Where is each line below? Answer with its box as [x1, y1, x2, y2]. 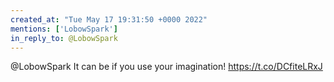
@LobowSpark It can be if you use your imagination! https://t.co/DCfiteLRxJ [10, 61, 323, 73]
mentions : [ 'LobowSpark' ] [10, 24, 118, 34]
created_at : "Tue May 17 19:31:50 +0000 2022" [10, 14, 208, 25]
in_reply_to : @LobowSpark [10, 33, 118, 43]
